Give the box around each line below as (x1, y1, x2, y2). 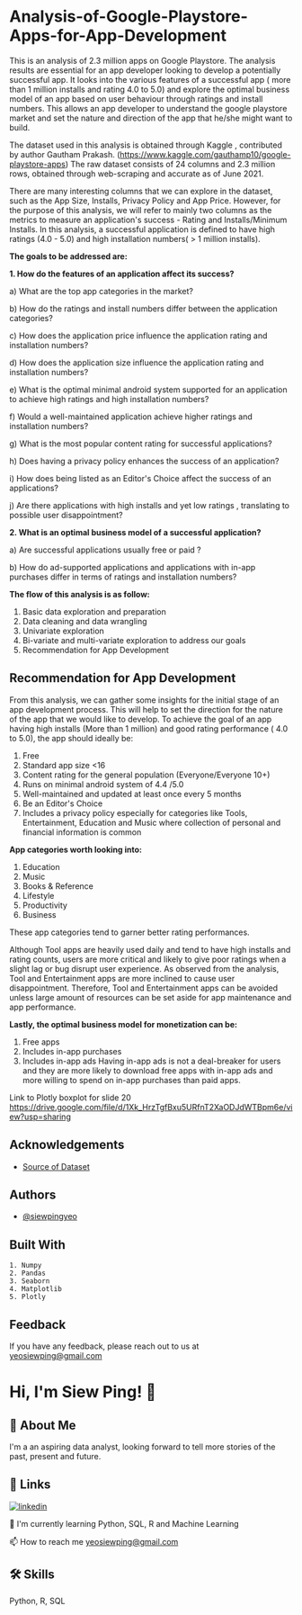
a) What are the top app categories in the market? (9, 285, 193, 296)
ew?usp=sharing (9, 1111, 72, 1122)
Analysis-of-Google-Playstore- (9, 6, 249, 27)
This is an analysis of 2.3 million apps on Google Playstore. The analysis (9, 55, 276, 66)
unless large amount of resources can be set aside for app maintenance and (9, 991, 292, 1002)
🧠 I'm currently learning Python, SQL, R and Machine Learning (9, 1518, 240, 1529)
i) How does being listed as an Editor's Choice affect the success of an (9, 472, 271, 483)
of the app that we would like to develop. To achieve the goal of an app (9, 713, 272, 724)
